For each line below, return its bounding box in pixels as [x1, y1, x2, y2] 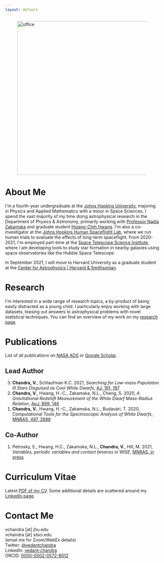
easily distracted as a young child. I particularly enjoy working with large [5, 303, 151, 309]
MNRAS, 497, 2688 [12, 416, 51, 422]
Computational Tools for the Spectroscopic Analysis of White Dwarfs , [12, 411, 153, 417]
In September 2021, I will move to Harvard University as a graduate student [5, 259, 157, 265]
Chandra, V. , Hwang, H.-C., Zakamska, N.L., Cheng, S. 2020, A [12, 390, 140, 396]
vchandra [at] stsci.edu [5, 532, 52, 537]
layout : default [5, 7, 38, 12]
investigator [5, 229, 29, 235]
